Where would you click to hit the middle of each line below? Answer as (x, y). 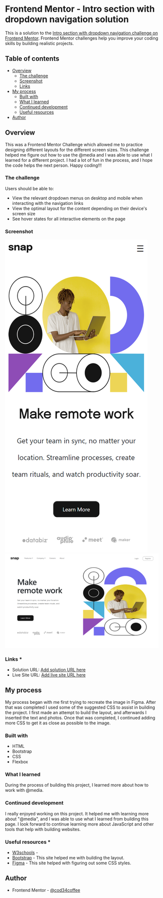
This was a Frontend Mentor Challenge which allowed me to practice (74, 144)
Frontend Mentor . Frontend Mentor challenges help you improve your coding (82, 38)
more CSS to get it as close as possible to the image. (58, 723)
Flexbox (20, 762)
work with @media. (24, 790)
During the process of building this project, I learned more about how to (77, 785)
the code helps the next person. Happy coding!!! (54, 165)
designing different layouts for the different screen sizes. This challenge (77, 150)
